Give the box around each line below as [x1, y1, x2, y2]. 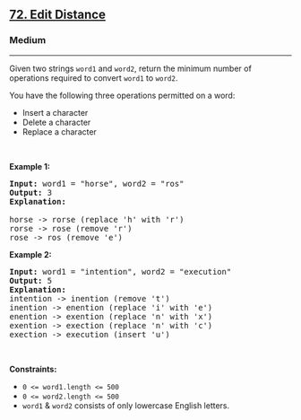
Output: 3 [9, 188, 52, 197]
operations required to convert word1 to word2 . [9, 72, 178, 83]
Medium [9, 34, 47, 47]
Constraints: [9, 363, 57, 374]
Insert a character [21, 107, 89, 118]
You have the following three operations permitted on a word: [9, 90, 236, 101]
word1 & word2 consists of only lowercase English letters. [21, 399, 230, 411]
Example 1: [9, 161, 51, 171]
